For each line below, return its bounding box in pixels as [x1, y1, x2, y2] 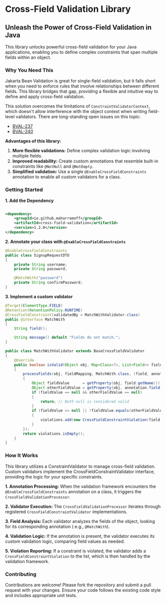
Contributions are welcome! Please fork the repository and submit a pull [5, 582, 152, 588]
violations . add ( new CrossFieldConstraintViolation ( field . [40, 417, 163, 423]
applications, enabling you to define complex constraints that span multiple [5, 49, 158, 55]
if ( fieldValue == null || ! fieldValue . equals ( [31, 408, 132, 413]
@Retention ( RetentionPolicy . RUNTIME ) [5, 308, 83, 313]
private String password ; [14, 267, 68, 272]
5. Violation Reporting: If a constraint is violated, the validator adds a [5, 548, 146, 554]
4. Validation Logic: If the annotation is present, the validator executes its [5, 533, 155, 539]
